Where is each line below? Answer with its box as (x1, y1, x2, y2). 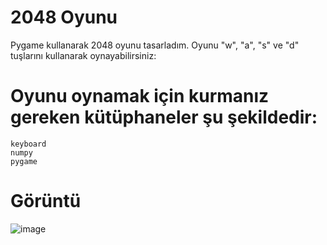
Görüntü (10, 190, 82, 213)
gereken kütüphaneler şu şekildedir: (10, 106, 318, 129)
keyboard (10, 139, 47, 149)
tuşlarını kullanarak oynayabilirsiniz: (10, 49, 157, 61)
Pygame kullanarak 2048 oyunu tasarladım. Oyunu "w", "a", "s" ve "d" (10, 39, 300, 51)
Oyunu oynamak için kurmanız (10, 85, 270, 108)
